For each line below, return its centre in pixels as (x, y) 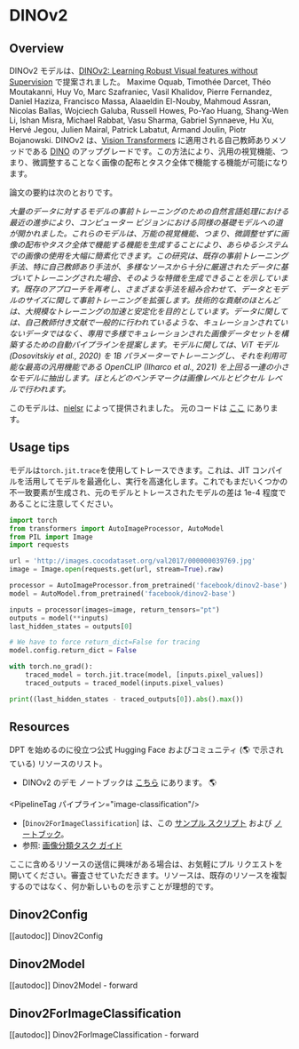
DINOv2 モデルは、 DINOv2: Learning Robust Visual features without (134, 71)
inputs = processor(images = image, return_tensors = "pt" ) (114, 610)
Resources (39, 727)
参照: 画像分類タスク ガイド (72, 845)
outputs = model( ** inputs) (59, 618)
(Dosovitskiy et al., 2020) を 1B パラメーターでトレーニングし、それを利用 (144, 356)
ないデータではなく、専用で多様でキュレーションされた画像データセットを (145, 333)
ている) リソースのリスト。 (59, 763)
